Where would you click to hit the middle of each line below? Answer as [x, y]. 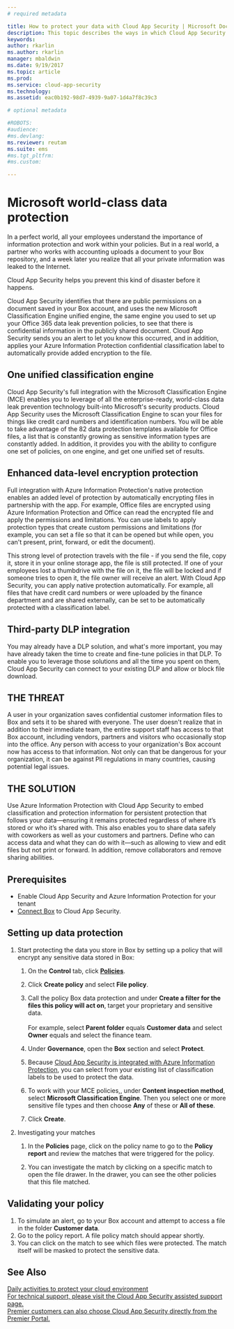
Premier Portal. [29, 1319]
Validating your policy [56, 1204]
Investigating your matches [56, 1132]
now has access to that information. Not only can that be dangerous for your [117, 752]
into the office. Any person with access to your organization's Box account [114, 744]
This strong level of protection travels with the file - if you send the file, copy [117, 555]
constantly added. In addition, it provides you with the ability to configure [112, 444]
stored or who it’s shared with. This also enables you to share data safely [112, 828]
